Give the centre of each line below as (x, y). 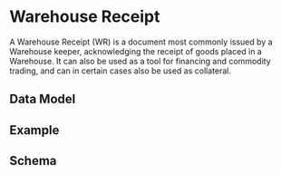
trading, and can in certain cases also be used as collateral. (120, 71)
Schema (33, 161)
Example (34, 130)
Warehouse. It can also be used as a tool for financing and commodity (140, 61)
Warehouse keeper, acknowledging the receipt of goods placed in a (136, 51)
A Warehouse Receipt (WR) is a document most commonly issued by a (141, 42)
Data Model (43, 99)
